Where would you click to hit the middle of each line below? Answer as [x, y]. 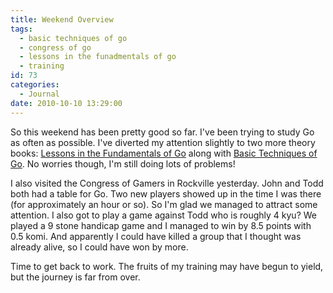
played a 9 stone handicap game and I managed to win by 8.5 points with [161, 225]
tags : [21, 29]
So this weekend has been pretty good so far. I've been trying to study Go [162, 132]
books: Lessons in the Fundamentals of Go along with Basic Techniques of [164, 153]
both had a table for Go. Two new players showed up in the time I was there [166, 193]
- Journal [39, 94]
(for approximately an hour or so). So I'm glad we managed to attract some [164, 204]
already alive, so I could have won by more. [99, 247]
